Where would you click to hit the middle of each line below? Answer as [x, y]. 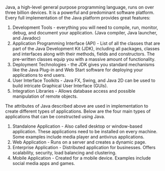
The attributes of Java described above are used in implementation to [77, 106]
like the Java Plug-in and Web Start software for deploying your [78, 70]
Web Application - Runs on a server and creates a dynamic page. [79, 142]
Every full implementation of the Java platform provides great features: [78, 18]
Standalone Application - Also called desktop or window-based [78, 126]
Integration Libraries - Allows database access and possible [74, 91]
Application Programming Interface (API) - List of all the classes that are [86, 43]
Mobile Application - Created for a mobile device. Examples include [82, 158]
